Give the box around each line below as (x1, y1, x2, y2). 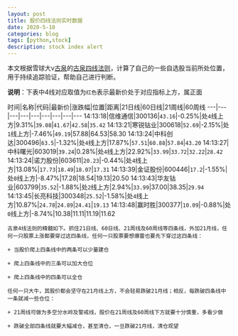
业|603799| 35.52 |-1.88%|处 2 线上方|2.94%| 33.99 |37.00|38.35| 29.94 (7, 183, 205, 191)
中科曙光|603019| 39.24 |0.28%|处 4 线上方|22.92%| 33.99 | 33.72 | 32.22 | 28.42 (7, 147, 223, 156)
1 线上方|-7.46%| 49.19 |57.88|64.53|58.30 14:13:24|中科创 (7, 129, 173, 138)
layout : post (7, 10, 46, 18)
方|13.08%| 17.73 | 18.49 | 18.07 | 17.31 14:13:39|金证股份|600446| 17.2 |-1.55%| (7, 165, 228, 173)
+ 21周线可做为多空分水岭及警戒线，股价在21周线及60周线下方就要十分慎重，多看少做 (7, 309, 224, 316)
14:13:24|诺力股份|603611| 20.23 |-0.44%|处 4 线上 (7, 156, 148, 164)
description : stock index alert (7, 43, 103, 50)
